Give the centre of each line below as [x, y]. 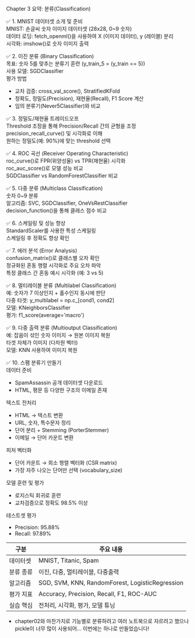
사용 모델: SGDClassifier [35, 71]
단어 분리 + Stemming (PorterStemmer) [62, 430]
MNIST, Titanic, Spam [68, 561]
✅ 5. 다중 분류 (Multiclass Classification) [55, 188]
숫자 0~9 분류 [22, 196]
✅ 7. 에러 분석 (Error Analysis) [42, 250]
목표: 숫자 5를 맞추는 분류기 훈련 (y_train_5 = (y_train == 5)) [76, 64]
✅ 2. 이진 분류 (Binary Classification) [50, 56]
